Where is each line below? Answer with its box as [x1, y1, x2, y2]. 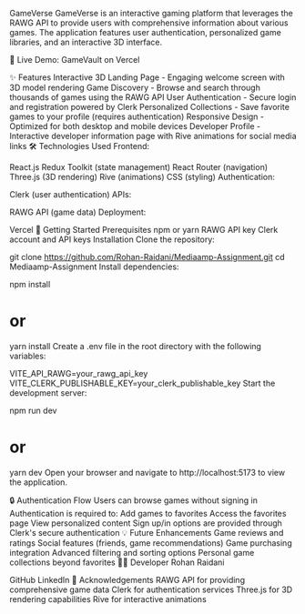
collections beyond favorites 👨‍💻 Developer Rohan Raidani [9, 557, 225, 568]
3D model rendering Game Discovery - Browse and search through [9, 82, 261, 93]
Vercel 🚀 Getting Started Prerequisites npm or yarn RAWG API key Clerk [9, 225, 279, 235]
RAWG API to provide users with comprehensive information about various [9, 17, 289, 28]
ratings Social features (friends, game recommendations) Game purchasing [9, 537, 293, 549]
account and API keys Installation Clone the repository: [9, 234, 216, 245]
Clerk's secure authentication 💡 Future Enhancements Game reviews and [9, 527, 284, 538]
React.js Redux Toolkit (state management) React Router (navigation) [9, 162, 269, 172]
